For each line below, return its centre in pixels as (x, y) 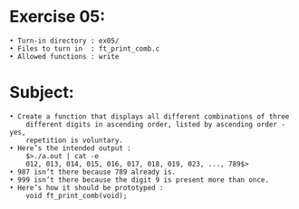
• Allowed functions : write (64, 56)
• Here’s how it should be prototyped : (87, 187)
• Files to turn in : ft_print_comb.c (85, 48)
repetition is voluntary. (75, 140)
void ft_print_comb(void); (77, 195)
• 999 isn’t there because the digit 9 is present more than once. (140, 180)
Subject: (42, 93)
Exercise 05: (58, 17)
